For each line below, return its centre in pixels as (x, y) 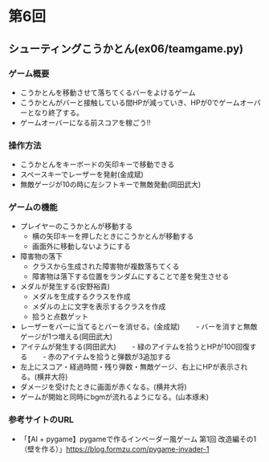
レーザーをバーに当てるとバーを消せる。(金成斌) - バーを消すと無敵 (139, 327)
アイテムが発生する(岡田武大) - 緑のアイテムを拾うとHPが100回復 (135, 347)
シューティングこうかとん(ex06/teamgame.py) (126, 49)
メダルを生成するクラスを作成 (81, 296)
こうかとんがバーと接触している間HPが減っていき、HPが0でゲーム (130, 102)
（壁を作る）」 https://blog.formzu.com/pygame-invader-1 (114, 449)
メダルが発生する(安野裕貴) (65, 287)
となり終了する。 (55, 112)
